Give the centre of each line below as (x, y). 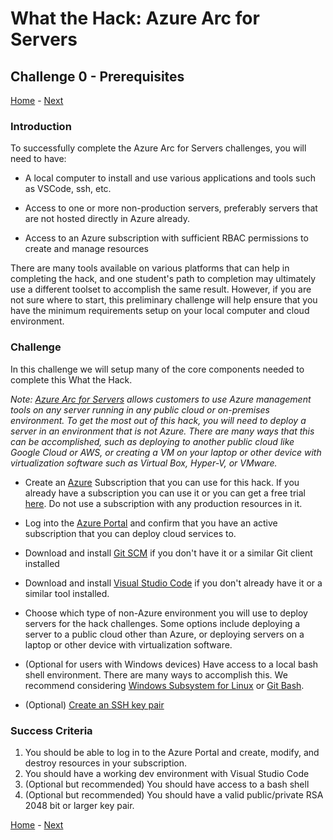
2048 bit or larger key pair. (79, 805)
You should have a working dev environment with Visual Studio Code (167, 773)
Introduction (41, 126)
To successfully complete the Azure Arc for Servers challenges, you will (158, 148)
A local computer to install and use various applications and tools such (170, 178)
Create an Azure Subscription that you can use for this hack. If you (162, 482)
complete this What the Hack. (71, 379)
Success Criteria (51, 730)
